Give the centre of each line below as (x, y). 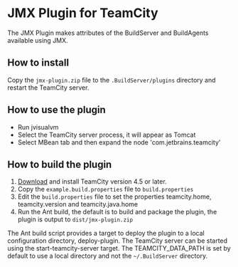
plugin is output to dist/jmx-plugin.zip (75, 219)
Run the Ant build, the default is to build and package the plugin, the (117, 212)
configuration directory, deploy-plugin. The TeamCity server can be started (118, 241)
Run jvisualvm (38, 127)
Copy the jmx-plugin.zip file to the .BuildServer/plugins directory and (112, 80)
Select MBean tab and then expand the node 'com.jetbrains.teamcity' (119, 142)
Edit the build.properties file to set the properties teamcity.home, (114, 197)
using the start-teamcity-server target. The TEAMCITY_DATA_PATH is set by (119, 248)
